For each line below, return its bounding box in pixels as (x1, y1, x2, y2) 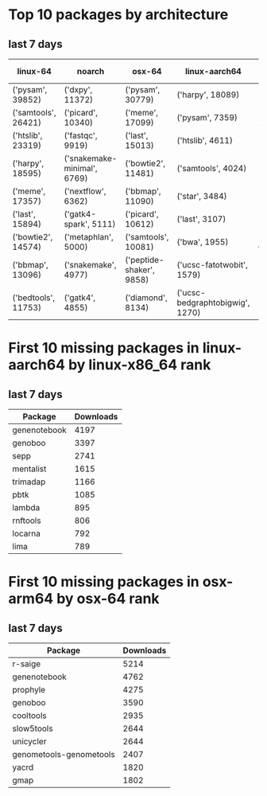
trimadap (12, 476, 46, 487)
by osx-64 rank (56, 590, 161, 608)
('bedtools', (12, 292, 56, 303)
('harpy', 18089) (176, 89, 240, 100)
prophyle (12, 685, 46, 695)
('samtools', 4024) (176, 163, 247, 174)
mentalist (12, 463, 47, 474)
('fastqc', (64, 130, 98, 141)
